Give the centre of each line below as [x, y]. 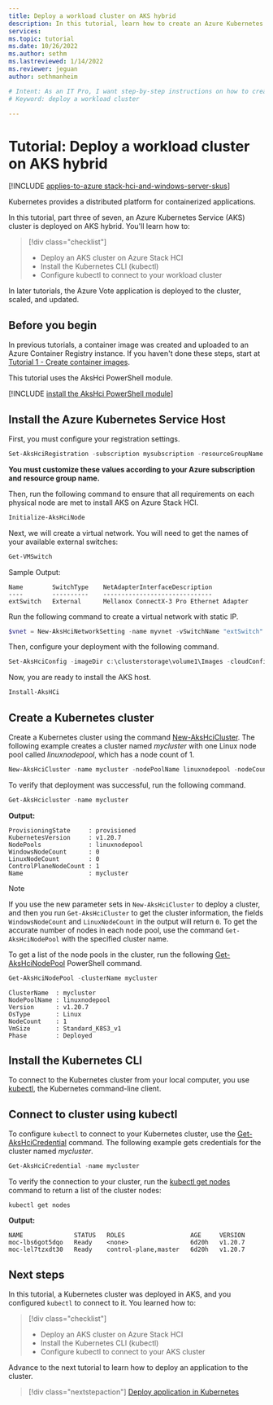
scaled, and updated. [44, 300]
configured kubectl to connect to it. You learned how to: [102, 1302]
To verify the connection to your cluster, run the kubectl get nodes [119, 1182]
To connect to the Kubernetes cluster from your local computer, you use [129, 1080]
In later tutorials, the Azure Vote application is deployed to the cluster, [125, 291]
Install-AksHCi [34, 692]
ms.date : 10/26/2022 [43, 46]
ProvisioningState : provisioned [72, 830]
